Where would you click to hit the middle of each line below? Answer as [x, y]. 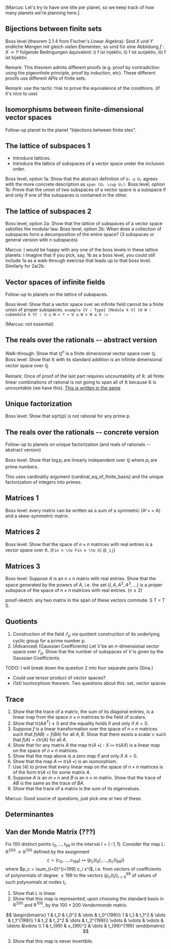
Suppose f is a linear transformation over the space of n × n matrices [85, 729]
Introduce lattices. [32, 158]
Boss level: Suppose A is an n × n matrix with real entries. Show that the [81, 579]
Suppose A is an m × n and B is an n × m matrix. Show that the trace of [87, 777]
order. [19, 169]
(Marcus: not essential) [30, 324]
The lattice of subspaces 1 [48, 146]
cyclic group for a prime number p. [49, 640]
